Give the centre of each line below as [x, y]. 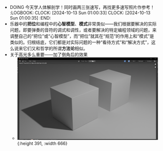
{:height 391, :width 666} [42, 144]
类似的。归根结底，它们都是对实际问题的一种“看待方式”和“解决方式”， [81, 42]
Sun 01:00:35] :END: [30, 18]
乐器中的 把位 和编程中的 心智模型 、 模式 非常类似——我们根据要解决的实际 [83, 24]
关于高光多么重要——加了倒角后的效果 [49, 55]
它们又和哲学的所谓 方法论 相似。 [55, 48]
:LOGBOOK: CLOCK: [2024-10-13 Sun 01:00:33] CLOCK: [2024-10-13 [80, 13]
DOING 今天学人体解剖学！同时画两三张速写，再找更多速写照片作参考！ [82, 7]
